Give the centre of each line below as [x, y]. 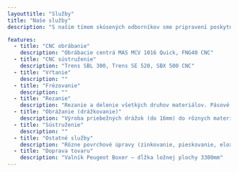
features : [22, 39]
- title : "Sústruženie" [49, 125]
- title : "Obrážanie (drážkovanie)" [68, 112]
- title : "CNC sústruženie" [55, 60]
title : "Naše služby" [39, 20]
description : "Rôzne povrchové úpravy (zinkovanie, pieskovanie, [119, 145]
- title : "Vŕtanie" [42, 72]
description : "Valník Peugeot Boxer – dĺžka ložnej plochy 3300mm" [121, 158]
